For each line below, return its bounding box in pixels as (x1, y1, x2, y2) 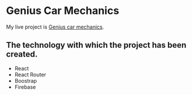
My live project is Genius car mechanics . (6, 23, 105, 30)
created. (6, 50, 38, 59)
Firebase (14, 83, 36, 90)
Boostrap (14, 77, 37, 84)
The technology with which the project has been (6, 40, 187, 50)
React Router (14, 71, 46, 78)
